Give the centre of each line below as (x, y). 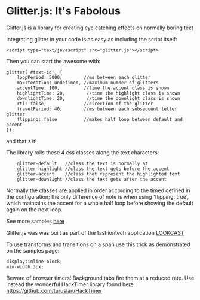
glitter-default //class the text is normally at (82, 163)
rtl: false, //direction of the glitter (85, 104)
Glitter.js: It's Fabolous (64, 11)
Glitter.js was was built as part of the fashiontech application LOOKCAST (95, 232)
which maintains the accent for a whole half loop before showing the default (100, 203)
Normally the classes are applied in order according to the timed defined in (98, 190)
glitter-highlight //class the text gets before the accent (93, 169)
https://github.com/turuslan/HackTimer (54, 290)
